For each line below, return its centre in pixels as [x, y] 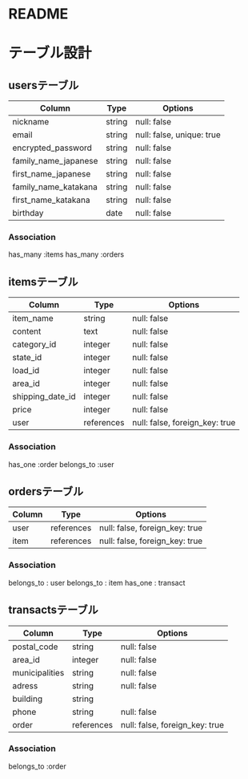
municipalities [38, 672]
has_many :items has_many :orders [66, 254]
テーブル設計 [50, 53]
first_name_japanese [52, 174]
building [27, 699]
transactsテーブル [53, 610]
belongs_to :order [37, 766]
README [38, 14]
